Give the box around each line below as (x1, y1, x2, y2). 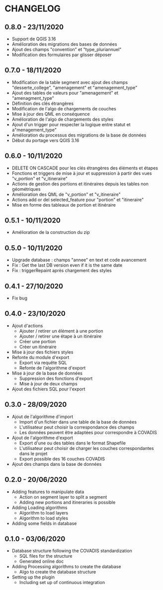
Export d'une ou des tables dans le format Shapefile (19, 440, 126, 446)
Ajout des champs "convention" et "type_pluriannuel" (11, 47, 122, 52)
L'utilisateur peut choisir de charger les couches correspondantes (19, 445, 154, 451)
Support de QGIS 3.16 (11, 36, 56, 42)
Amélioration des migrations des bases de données (11, 41, 117, 47)
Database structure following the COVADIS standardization (11, 548, 132, 554)
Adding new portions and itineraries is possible (19, 499, 116, 505)
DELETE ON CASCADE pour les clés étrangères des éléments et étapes (11, 165, 159, 171)
